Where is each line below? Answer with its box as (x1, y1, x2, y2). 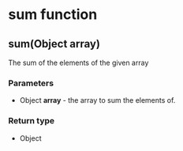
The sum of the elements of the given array (8, 58, 149, 67)
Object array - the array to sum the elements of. (19, 96, 176, 105)
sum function (8, 6, 98, 24)
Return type (8, 115, 55, 126)
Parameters (8, 77, 54, 89)
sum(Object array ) (8, 37, 101, 51)
